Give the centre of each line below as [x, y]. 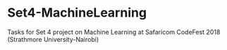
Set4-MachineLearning [77, 13]
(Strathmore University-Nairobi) [53, 39]
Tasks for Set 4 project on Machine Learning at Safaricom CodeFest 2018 [114, 32]
